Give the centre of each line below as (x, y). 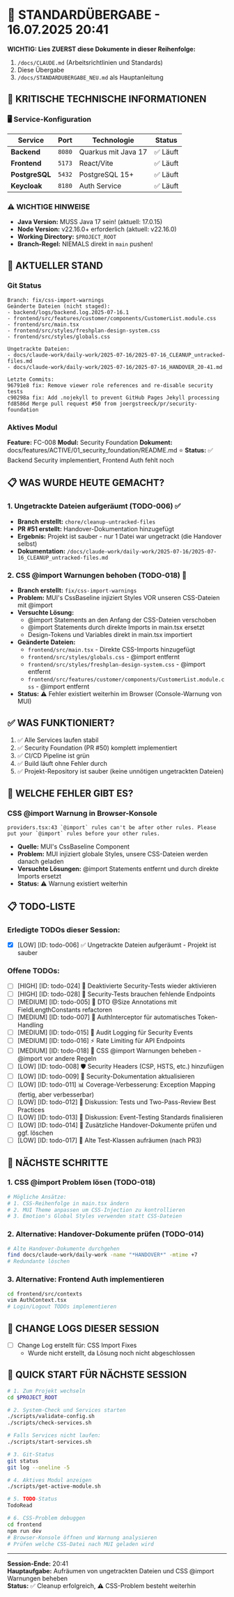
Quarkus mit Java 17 (113, 152)
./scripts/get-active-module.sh (54, 1486)
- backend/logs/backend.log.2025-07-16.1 (68, 312)
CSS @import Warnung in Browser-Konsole (83, 813)
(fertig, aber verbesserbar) (56, 1094)
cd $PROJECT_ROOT (32, 1397)
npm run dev (24, 1531)
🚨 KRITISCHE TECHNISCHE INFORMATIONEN (107, 99)
